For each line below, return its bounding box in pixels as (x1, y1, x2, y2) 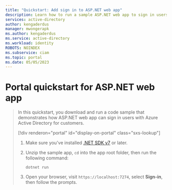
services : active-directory (5, 17, 66, 22)
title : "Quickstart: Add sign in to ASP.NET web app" (5, 7, 123, 13)
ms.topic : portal (5, 55, 42, 60)
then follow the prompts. (25, 179, 77, 185)
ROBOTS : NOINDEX (5, 45, 40, 50)
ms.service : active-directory (5, 36, 70, 41)
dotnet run (25, 165, 49, 170)
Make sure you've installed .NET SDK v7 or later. (25, 140, 128, 146)
